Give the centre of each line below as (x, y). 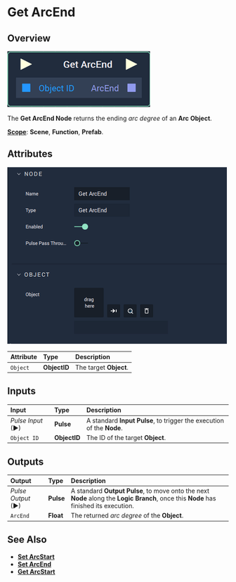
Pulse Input (27, 420)
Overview (29, 38)
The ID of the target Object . (126, 437)
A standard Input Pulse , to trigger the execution (156, 420)
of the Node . (105, 428)
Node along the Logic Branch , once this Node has (143, 498)
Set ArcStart (36, 557)
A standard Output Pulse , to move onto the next (140, 491)
